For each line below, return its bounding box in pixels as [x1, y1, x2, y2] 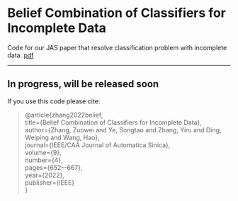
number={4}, [24, 156, 63, 164]
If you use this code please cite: [7, 97, 101, 105]
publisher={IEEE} [24, 178, 75, 187]
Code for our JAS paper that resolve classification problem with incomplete [7, 43, 227, 52]
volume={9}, [24, 148, 62, 156]
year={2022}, [24, 171, 65, 179]
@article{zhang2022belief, [24, 110, 103, 119]
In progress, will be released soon [7, 78, 159, 90]
